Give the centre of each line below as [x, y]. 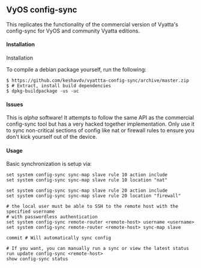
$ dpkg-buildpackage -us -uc [43, 91]
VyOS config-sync [42, 10]
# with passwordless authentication [52, 217]
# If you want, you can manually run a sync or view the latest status [97, 249]
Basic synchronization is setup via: [49, 164]
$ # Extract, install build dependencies [59, 86]
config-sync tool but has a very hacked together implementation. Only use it [100, 124]
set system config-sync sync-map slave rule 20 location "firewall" [94, 196]
